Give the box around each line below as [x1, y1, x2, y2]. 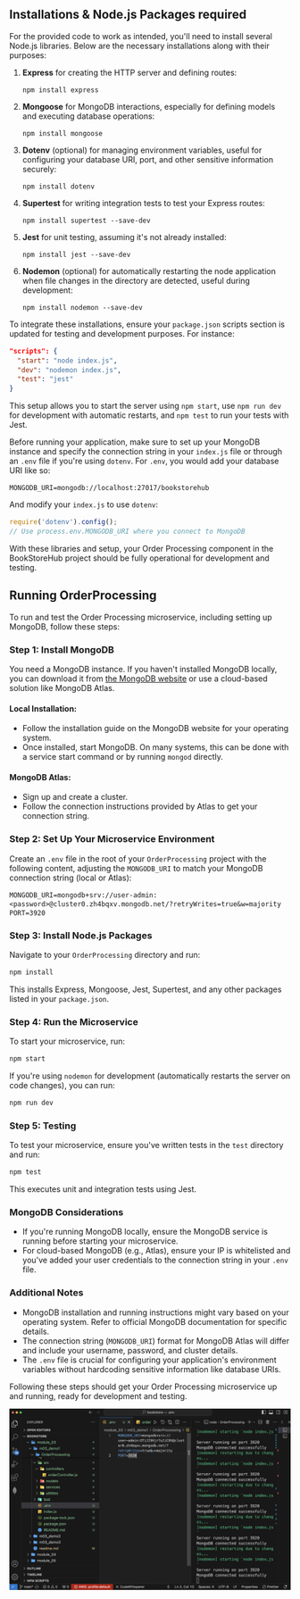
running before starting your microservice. [21, 1236, 179, 1246]
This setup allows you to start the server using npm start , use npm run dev [9, 401, 282, 412]
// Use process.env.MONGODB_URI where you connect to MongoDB [9, 527, 246, 537]
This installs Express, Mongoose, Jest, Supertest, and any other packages [9, 984, 282, 995]
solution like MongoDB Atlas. [9, 683, 115, 694]
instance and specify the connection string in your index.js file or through [9, 446, 283, 457]
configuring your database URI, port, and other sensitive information [21, 154, 274, 164]
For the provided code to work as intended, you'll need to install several [9, 30, 272, 41]
